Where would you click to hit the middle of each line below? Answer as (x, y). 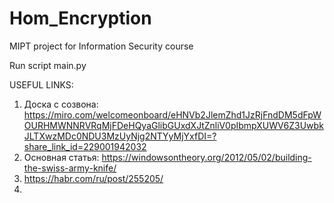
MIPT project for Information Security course (101, 46)
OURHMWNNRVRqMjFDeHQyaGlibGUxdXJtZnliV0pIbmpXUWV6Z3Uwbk (173, 125)
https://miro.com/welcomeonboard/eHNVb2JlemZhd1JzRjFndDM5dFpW (172, 114)
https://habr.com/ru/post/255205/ (93, 178)
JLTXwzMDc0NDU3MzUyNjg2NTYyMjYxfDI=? (120, 136)
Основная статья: (61, 157)
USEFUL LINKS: (41, 84)
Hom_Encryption (80, 18)
